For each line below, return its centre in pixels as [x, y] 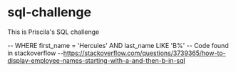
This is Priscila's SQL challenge [53, 32]
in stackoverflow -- [36, 53]
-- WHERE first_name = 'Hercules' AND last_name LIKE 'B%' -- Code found [118, 45]
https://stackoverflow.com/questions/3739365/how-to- [144, 53]
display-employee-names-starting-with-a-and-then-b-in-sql [96, 60]
